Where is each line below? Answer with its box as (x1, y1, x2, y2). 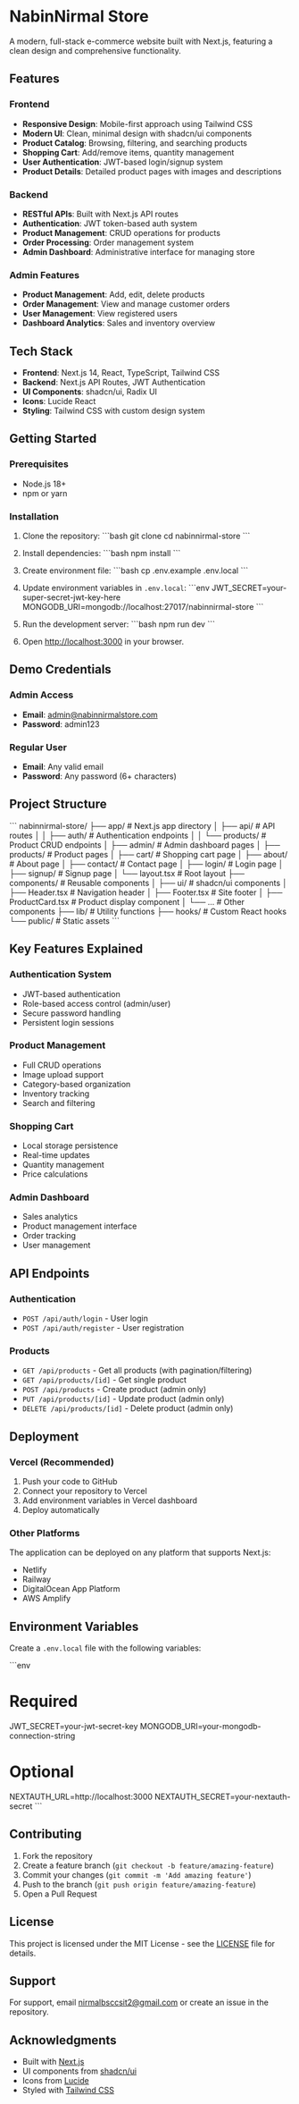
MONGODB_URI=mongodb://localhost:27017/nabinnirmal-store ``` (21, 602, 264, 613)
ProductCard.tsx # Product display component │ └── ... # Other (9, 896, 245, 907)
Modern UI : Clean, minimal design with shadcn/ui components (21, 128, 253, 139)
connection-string (9, 1730, 76, 1741)
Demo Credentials (9, 662, 112, 677)
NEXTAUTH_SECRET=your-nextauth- (154, 1791, 291, 1803)
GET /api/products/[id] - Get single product (21, 1374, 187, 1385)
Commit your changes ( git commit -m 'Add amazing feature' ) (21, 1869, 252, 1880)
